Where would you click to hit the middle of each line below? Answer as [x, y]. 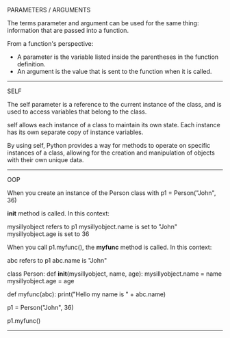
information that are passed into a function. [68, 30]
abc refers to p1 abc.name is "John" [57, 260]
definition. [31, 64]
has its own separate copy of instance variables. [75, 132]
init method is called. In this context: [58, 213]
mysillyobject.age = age [41, 281]
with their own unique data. [46, 160]
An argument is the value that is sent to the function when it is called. [114, 71]
